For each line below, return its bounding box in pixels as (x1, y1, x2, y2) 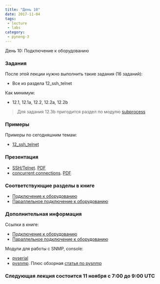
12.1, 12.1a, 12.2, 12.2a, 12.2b (12, 100, 68, 105)
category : (5, 30, 25, 35)
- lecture (7, 20, 27, 26)
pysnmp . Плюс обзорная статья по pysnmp (12, 261, 102, 266)
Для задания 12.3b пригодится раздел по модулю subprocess (17, 109, 145, 115)
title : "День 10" (5, 7, 40, 12)
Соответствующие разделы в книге (5, 182, 95, 189)
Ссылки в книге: (5, 222, 39, 227)
